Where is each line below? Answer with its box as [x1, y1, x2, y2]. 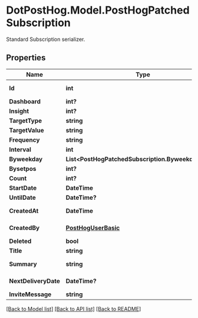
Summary [9, 259, 37, 268]
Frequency [9, 135, 40, 144]
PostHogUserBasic [65, 223, 120, 232]
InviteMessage [9, 290, 52, 298]
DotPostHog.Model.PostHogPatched [6, 4, 190, 17]
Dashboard [9, 97, 41, 105]
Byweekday [9, 155, 43, 163]
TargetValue [9, 126, 44, 134]
